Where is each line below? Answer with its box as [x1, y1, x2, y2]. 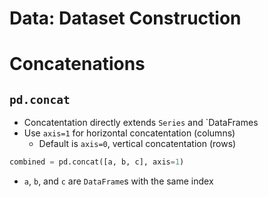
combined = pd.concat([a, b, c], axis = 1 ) [9, 157, 185, 167]
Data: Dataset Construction [9, 7, 242, 30]
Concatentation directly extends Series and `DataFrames [23, 117, 259, 129]
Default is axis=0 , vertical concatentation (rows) [38, 138, 237, 150]
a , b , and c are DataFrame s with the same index [23, 175, 214, 187]
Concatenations [9, 53, 146, 76]
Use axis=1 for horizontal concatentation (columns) [23, 127, 236, 139]
